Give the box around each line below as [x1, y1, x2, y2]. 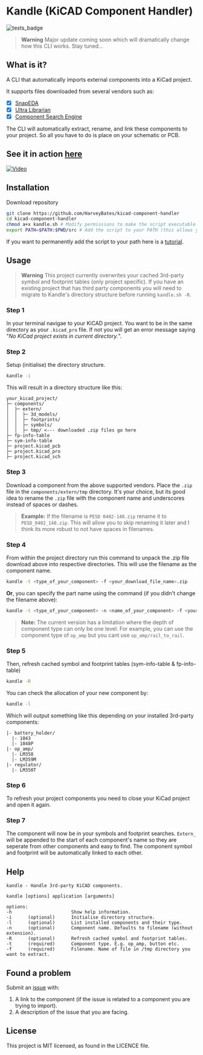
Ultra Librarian [14, 106, 51, 113]
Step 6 [6, 781, 26, 789]
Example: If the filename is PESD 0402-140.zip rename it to [21, 512, 167, 520]
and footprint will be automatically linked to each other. [6, 849, 143, 856]
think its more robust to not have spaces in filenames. [21, 525, 155, 532]
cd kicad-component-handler [6, 216, 77, 222]
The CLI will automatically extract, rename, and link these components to [6, 125, 188, 132]
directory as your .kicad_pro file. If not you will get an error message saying [6, 326, 195, 334]
